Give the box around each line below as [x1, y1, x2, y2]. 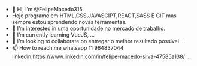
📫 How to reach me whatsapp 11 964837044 [11, 44, 124, 51]
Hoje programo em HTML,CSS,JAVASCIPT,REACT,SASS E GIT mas [11, 12, 177, 19]
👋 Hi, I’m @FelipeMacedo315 [11, 6, 83, 13]
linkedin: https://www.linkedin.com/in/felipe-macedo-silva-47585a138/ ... [11, 53, 192, 60]
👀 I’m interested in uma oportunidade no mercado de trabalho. [11, 25, 166, 32]
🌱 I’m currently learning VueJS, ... [11, 31, 95, 38]
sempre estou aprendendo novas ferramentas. [11, 19, 127, 25]
